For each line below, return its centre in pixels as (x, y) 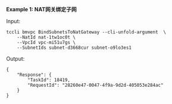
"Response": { (34, 75)
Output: (15, 59)
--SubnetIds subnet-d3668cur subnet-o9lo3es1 (74, 48)
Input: (13, 21)
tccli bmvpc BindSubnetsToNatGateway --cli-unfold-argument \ (86, 32)
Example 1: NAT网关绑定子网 (42, 9)
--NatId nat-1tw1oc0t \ (46, 37)
